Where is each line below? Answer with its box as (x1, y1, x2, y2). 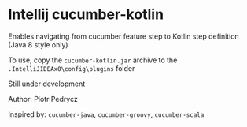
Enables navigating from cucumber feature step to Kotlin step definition (8, 32, 240, 41)
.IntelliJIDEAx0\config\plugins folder (8, 63, 135, 73)
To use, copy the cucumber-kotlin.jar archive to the (8, 55, 178, 65)
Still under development (8, 79, 86, 88)
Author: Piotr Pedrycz (8, 94, 79, 103)
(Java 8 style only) (8, 39, 68, 49)
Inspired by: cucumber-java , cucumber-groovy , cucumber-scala (8, 109, 205, 119)
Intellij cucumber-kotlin (8, 6, 164, 24)
